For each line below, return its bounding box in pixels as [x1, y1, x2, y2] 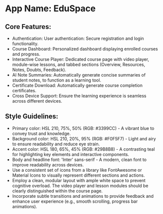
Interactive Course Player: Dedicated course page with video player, [12, 56, 149, 62]
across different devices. [12, 98, 62, 104]
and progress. [12, 51, 41, 57]
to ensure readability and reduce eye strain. [12, 141, 100, 147]
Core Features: [5, 23, 51, 31]
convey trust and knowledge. [12, 131, 71, 136]
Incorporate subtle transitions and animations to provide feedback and [12, 193, 154, 199]
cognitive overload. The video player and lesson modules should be [12, 183, 149, 188]
